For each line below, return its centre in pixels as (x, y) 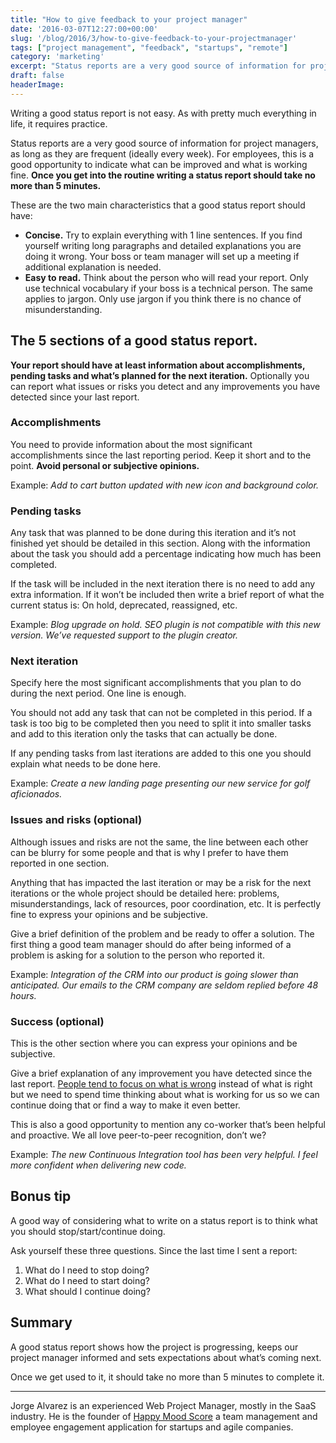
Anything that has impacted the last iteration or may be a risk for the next (161, 882)
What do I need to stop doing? (87, 1270)
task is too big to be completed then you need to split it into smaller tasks (161, 723)
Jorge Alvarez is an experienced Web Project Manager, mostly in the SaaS (163, 1405)
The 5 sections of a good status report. (134, 341)
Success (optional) (57, 1021)
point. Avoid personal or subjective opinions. (105, 465)
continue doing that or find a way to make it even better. (125, 1105)
